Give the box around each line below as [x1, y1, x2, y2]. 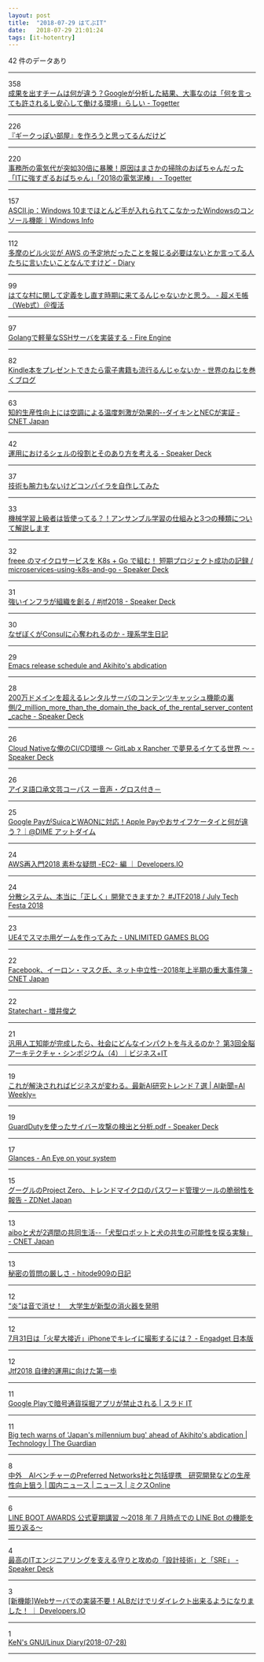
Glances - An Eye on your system [8, 1154, 116, 1163]
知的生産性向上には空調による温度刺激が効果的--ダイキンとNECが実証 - [8, 407, 240, 418]
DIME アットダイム [35, 827, 97, 836]
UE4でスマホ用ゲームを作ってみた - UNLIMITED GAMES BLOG [8, 933, 210, 943]
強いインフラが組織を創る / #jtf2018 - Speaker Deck [8, 597, 176, 607]
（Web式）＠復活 [8, 300, 64, 310]
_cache [8, 712, 31, 721]
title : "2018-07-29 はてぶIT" [8, 19, 108, 27]
